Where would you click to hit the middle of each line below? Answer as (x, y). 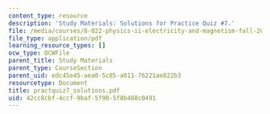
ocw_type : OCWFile (39, 53)
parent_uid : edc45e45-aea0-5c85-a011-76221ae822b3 (95, 75)
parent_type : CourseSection (55, 68)
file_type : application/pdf (55, 38)
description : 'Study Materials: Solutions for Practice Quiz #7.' (122, 23)
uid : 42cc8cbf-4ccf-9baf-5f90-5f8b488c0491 (82, 98)
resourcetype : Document (48, 83)
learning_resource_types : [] (57, 46)
